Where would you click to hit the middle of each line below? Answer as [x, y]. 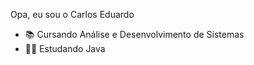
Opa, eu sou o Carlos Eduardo [72, 14]
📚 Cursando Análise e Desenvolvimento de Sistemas [134, 34]
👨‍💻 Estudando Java [65, 48]
